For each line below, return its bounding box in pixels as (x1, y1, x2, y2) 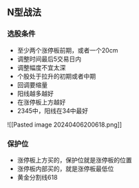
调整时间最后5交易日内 (17, 55, 82, 63)
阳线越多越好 (17, 89, 54, 97)
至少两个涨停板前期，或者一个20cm (17, 46, 118, 54)
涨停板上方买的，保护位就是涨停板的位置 (17, 156, 132, 164)
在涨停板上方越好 (17, 97, 66, 106)
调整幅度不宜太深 (17, 63, 66, 71)
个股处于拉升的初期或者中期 (17, 72, 96, 80)
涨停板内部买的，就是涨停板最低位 (17, 164, 114, 173)
